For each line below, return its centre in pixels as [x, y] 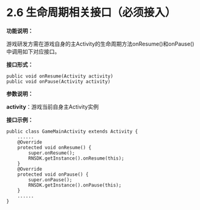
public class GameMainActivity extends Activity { [72, 131]
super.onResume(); [52, 153]
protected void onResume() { [54, 147]
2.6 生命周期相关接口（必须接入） [91, 13]
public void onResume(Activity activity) [60, 76]
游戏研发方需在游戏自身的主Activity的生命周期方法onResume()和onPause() [100, 44]
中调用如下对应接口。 [33, 51]
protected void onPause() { [53, 174]
